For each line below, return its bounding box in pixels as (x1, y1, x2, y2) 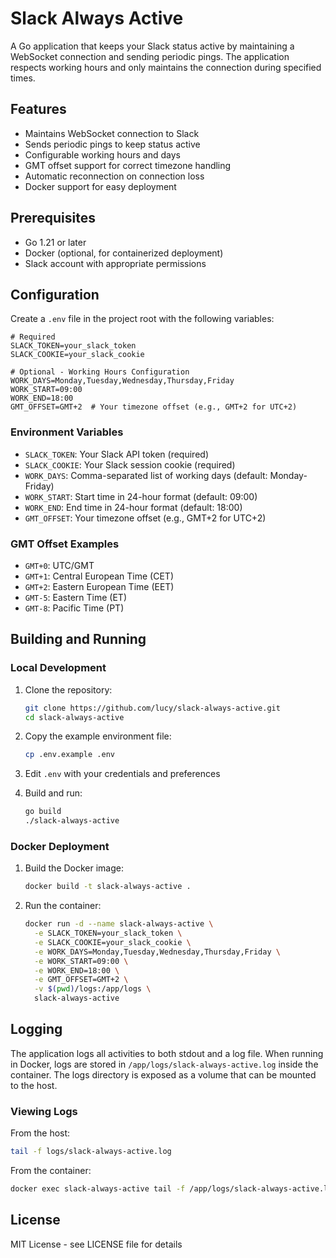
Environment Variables (10, 425, 124, 439)
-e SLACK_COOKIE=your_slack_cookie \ (34, 937, 192, 947)
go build (24, 807, 62, 817)
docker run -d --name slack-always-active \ (24, 919, 214, 929)
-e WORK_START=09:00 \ (34, 956, 129, 966)
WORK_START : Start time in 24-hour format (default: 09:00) (24, 490, 258, 502)
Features (10, 101, 67, 118)
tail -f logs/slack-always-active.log (10, 1147, 172, 1157)
